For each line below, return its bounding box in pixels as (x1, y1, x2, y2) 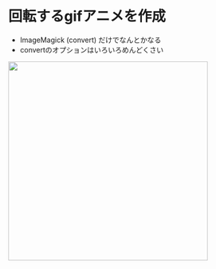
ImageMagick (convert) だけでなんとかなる (19, 35, 162, 45)
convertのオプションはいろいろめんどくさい (19, 45, 164, 54)
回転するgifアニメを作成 (8, 7, 166, 25)
